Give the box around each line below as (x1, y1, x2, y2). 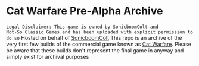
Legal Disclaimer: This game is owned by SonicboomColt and (6, 24, 159, 30)
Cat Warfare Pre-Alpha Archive (6, 4, 163, 18)
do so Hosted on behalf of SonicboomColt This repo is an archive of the (6, 34, 182, 41)
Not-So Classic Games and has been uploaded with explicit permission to (6, 29, 194, 35)
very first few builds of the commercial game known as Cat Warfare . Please (6, 40, 192, 48)
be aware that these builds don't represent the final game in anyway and (6, 46, 184, 54)
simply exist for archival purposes (6, 53, 89, 60)
